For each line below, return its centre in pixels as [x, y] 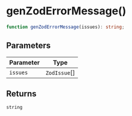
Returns [22, 94]
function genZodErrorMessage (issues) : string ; [65, 27]
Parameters [28, 46]
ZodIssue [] [60, 72]
